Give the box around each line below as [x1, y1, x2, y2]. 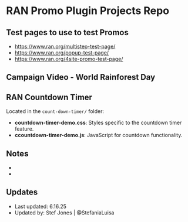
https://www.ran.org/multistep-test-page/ [14, 43, 116, 50]
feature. [14, 125, 34, 132]
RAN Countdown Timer [6, 92, 93, 102]
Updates [6, 187, 38, 197]
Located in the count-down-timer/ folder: [6, 108, 105, 115]
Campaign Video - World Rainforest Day [6, 72, 156, 83]
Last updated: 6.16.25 [14, 203, 66, 210]
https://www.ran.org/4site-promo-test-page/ [14, 56, 123, 62]
